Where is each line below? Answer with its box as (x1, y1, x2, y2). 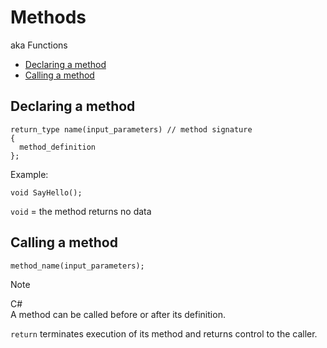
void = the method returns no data (10, 205, 152, 217)
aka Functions (10, 39, 68, 51)
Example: (10, 168, 49, 180)
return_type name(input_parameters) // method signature (10, 124, 253, 135)
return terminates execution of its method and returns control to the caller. (10, 327, 318, 340)
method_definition (19, 142, 97, 152)
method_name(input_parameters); (10, 261, 145, 271)
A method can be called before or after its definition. (10, 308, 226, 320)
